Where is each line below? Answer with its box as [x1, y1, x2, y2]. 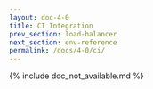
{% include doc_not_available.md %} [9, 70, 144, 81]
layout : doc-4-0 [9, 12, 69, 22]
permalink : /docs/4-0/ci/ [9, 46, 105, 55]
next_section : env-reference [9, 37, 117, 47]
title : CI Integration [9, 21, 93, 30]
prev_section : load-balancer [9, 29, 117, 38]
